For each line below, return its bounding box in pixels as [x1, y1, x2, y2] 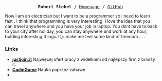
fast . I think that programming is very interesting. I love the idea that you [5, 18, 151, 24]
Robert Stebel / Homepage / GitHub [38, 4, 123, 9]
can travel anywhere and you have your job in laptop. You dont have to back [5, 24, 158, 29]
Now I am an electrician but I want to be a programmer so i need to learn [5, 13, 150, 19]
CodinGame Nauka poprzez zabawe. [12, 67, 87, 73]
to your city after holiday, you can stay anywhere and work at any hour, [5, 28, 147, 34]
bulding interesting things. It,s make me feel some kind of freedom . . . [5, 34, 145, 39]
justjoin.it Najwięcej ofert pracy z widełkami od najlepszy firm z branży [12, 56, 156, 62]
